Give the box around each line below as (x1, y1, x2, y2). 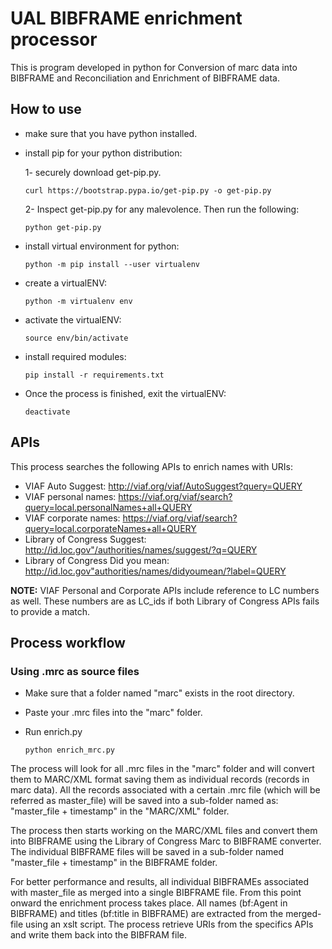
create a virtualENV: (24, 277, 107, 289)
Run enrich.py (24, 726, 83, 738)
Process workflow (10, 634, 126, 651)
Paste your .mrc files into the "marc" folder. (24, 707, 203, 719)
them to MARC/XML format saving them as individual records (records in (10, 773, 310, 786)
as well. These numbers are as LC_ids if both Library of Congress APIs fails (10, 595, 320, 607)
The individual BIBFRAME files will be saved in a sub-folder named (10, 846, 285, 858)
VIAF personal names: (24, 490, 117, 502)
